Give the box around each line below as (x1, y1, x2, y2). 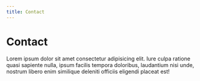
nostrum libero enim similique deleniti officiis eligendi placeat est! (6, 68, 170, 75)
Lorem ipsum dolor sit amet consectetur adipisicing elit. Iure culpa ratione (6, 55, 191, 62)
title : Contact (6, 8, 45, 15)
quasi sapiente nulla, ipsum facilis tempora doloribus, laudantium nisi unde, (6, 61, 195, 68)
